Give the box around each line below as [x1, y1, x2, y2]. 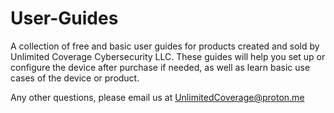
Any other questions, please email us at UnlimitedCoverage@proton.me [10, 91, 305, 103]
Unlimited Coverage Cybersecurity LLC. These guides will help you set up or [10, 50, 326, 62]
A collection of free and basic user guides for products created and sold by [10, 40, 320, 52]
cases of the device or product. [10, 72, 140, 84]
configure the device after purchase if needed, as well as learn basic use [10, 61, 311, 73]
